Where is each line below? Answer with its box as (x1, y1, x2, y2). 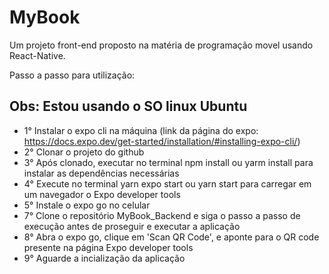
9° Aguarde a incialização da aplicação (23, 252, 186, 264)
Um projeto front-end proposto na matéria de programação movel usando (9, 39, 314, 51)
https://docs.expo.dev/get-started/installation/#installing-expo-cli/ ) (23, 135, 301, 147)
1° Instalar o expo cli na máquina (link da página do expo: (23, 124, 259, 136)
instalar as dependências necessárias (23, 167, 180, 179)
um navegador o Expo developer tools (23, 188, 181, 200)
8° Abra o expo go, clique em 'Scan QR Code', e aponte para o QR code (23, 231, 320, 243)
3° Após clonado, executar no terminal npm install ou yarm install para (23, 156, 314, 168)
